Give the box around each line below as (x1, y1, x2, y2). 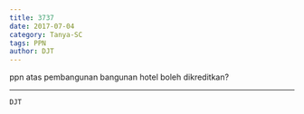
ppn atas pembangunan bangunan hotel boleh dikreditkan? (9, 71, 229, 82)
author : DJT (9, 47, 54, 56)
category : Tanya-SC (9, 30, 83, 39)
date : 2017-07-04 (9, 22, 75, 31)
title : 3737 (9, 13, 54, 23)
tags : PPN (9, 38, 47, 48)
